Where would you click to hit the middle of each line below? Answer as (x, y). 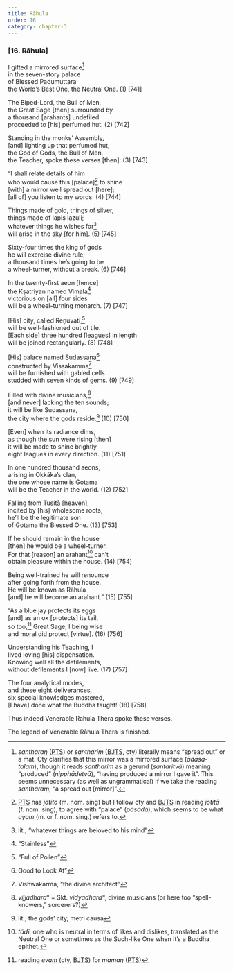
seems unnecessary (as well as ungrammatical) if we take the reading (117, 781)
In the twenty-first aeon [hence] (53, 282)
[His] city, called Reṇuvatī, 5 (47, 320)
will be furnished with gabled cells (57, 373)
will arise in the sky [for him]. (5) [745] (62, 234)
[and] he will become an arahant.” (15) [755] (71, 597)
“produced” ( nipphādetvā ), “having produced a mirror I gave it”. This (115, 773)
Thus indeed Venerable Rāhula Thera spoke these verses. (90, 718)
